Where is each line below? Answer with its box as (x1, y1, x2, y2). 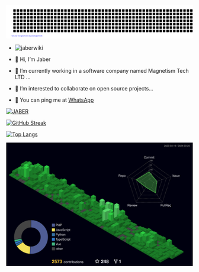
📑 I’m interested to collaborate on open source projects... (14, 85, 154, 92)
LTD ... (14, 73, 31, 80)
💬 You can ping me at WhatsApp (14, 96, 94, 103)
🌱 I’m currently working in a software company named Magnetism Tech (14, 67, 190, 74)
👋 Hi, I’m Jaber (14, 56, 51, 63)
